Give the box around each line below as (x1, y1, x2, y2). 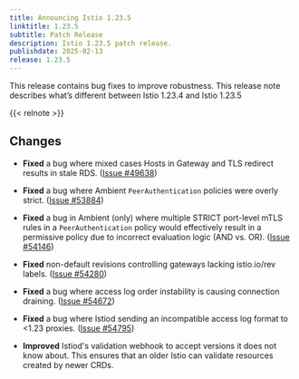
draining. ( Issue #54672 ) (22, 296, 115, 306)
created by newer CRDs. (22, 359, 114, 370)
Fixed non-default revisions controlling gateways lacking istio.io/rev (22, 258, 276, 269)
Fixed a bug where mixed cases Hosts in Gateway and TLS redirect (22, 158, 275, 169)
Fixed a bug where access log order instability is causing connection (22, 286, 280, 296)
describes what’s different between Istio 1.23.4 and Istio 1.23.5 (9, 90, 242, 101)
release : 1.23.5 (9, 55, 71, 64)
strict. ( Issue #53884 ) (22, 194, 104, 205)
